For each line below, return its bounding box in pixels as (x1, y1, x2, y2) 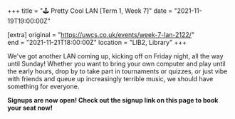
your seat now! (7, 103, 53, 112)
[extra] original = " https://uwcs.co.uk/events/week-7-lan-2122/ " (7, 31, 194, 38)
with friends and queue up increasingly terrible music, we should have (7, 75, 214, 83)
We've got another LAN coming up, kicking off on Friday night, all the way (7, 52, 224, 60)
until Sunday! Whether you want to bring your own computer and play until (7, 60, 226, 68)
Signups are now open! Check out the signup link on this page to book (7, 96, 219, 104)
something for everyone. (7, 82, 80, 90)
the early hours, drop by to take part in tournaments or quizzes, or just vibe (7, 67, 228, 76)
